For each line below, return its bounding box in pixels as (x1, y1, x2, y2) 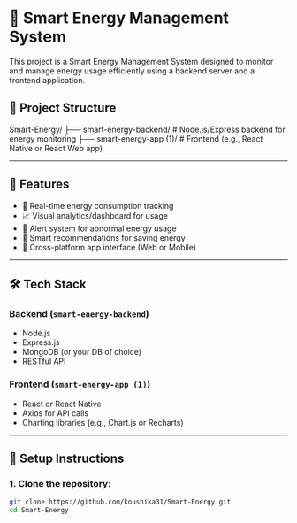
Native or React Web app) (9, 142, 103, 153)
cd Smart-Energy (9, 506, 69, 515)
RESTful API (21, 356, 66, 366)
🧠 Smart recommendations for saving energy (21, 232, 186, 242)
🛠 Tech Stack (9, 276, 87, 291)
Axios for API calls (21, 407, 89, 419)
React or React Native (21, 398, 102, 409)
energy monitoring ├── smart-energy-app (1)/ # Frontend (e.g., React (9, 133, 263, 144)
